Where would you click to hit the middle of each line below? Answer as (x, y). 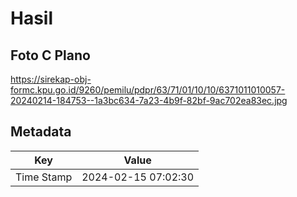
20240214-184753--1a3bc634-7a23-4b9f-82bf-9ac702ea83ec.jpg (149, 100)
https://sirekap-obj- (51, 79)
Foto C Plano (50, 55)
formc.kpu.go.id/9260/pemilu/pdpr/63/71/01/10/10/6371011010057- (148, 90)
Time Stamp (44, 177)
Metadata (41, 132)
